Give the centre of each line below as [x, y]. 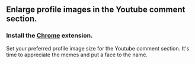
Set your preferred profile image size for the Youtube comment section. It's [98, 48]
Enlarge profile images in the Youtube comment [96, 10]
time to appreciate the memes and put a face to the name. [77, 55]
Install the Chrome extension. [49, 36]
